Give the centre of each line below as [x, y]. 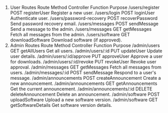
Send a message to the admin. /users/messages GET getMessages [81, 29]
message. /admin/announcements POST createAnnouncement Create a [86, 78]
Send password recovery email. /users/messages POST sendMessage [84, 24]
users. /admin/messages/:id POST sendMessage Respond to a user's [83, 73]
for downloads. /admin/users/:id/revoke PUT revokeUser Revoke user [83, 62]
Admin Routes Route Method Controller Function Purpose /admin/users [85, 45]
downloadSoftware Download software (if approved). [66, 40]
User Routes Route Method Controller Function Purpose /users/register [85, 7]
